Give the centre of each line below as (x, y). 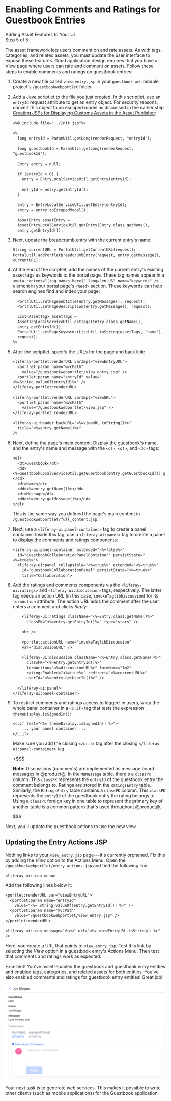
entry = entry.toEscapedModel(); (53, 210)
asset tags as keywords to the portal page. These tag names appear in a (88, 275)
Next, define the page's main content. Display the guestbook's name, (85, 443)
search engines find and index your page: (56, 291)
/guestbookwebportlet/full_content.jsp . (55, 519)
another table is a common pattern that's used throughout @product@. (87, 807)
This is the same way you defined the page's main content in (76, 513)
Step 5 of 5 (17, 40)
